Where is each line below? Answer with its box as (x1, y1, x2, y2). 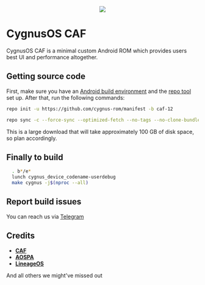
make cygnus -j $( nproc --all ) (12, 180, 88, 186)
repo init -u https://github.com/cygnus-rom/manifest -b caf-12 (6, 106, 173, 112)
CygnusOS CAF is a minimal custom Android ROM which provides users (6, 46, 187, 54)
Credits (6, 231, 35, 241)
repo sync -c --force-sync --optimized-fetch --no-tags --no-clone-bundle (6, 117, 201, 123)
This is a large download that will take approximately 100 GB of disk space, (6, 128, 194, 135)
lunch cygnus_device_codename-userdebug (12, 174, 116, 180)
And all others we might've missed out (6, 272, 103, 279)
